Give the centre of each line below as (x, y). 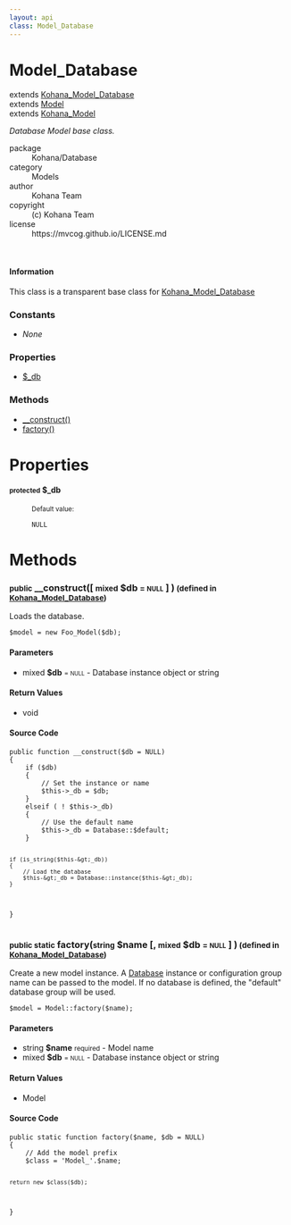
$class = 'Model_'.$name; (74, 1161)
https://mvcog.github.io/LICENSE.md (99, 234)
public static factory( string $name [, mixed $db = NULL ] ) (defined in (144, 944)
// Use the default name (87, 823)
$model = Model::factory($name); (71, 1009)
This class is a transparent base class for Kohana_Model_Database (132, 291)
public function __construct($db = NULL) (87, 752)
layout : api (31, 17)
